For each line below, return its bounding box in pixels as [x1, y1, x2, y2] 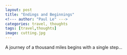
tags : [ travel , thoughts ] [5, 26, 57, 31]
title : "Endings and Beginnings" [5, 12, 75, 17]
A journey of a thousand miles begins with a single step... [5, 44, 123, 50]
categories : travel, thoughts [5, 21, 68, 26]
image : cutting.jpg [5, 30, 46, 35]
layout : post [5, 7, 32, 12]
